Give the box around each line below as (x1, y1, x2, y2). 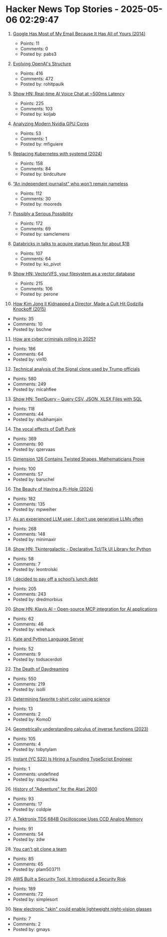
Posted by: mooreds (20, 201, 62, 207)
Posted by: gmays (12, 926, 50, 932)
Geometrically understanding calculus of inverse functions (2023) (12, 726, 149, 732)
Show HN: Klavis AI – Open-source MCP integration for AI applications (12, 606, 158, 612)
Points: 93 (12, 795, 34, 801)
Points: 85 (12, 855, 34, 861)
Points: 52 (12, 645, 34, 651)
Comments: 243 (12, 591, 46, 597)
